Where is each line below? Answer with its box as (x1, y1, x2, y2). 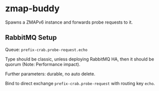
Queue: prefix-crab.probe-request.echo (5, 46, 88, 52)
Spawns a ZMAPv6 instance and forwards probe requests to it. (5, 19, 133, 25)
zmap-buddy (5, 3, 60, 14)
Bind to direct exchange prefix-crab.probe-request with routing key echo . (5, 80, 155, 86)
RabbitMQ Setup (5, 33, 57, 42)
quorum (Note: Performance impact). (5, 61, 80, 67)
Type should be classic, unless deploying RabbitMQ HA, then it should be (5, 56, 155, 62)
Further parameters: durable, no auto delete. (5, 71, 95, 77)
